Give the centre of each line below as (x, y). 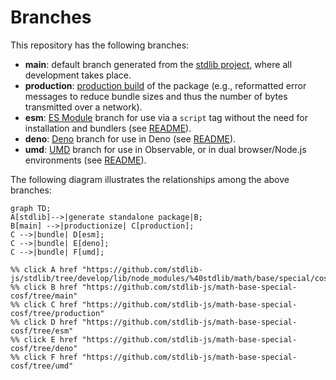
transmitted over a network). (83, 107)
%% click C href (44, 304)
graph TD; (31, 208)
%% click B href (44, 287)
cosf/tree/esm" (42, 331)
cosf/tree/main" (44, 296)
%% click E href (44, 339)
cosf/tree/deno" (44, 348)
